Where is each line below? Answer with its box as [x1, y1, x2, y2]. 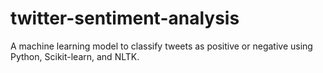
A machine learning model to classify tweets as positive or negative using [10, 40, 313, 52]
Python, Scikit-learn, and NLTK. [10, 50, 140, 62]
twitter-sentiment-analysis [10, 7, 240, 30]
